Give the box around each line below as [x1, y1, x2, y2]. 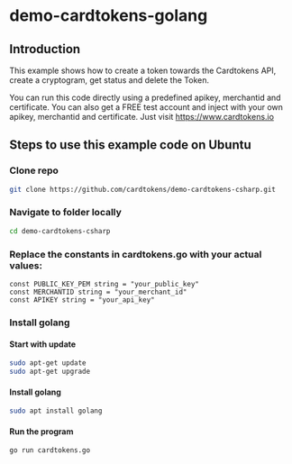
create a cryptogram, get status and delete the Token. [9, 75, 210, 86]
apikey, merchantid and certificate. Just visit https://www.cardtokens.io [9, 112, 275, 122]
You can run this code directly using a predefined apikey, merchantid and [9, 92, 281, 103]
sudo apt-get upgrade [9, 367, 91, 377]
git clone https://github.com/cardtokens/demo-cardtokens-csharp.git [9, 185, 277, 194]
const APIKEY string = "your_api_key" [9, 296, 155, 305]
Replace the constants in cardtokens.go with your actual [9, 248, 262, 260]
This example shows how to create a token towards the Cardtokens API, [9, 65, 277, 76]
